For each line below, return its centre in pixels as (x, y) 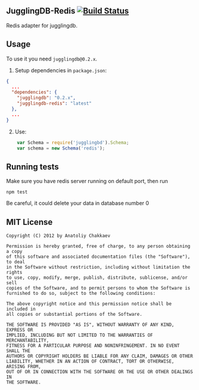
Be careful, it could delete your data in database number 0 (78, 203)
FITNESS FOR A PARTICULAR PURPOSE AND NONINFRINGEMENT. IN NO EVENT (93, 346)
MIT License (29, 222)
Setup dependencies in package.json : (61, 70)
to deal (16, 262)
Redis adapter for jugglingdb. (42, 25)
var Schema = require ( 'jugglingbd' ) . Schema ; (73, 142)
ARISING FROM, (24, 367)
